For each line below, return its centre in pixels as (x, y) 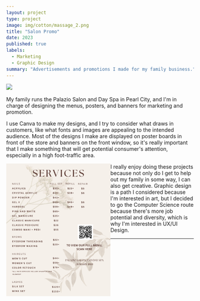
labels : (16, 51)
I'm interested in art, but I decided (152, 198)
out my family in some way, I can (150, 179)
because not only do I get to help (151, 173)
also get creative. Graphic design (151, 185)
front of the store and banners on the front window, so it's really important (97, 142)
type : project (24, 19)
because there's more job (142, 211)
